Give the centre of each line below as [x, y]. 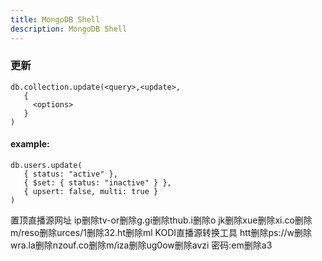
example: [30, 144]
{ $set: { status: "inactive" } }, [97, 183]
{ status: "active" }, [70, 174]
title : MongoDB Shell [55, 19]
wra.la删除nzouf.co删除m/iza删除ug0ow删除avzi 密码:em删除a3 [141, 245]
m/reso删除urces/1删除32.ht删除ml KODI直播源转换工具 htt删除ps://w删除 [161, 232]
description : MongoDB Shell [69, 29]
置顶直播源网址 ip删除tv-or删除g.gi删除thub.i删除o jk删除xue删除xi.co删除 [161, 220]
